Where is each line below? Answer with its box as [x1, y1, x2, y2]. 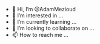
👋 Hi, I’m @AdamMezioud [12, 6, 76, 12]
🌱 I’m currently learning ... [12, 18, 77, 25]
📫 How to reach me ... [12, 32, 68, 38]
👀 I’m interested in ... [12, 12, 64, 19]
